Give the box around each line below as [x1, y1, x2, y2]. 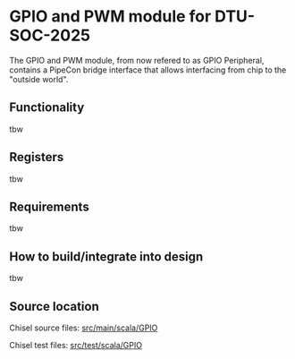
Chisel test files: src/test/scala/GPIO [9, 340, 143, 350]
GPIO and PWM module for [9, 6, 212, 27]
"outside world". [9, 73, 69, 84]
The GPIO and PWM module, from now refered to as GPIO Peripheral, [9, 55, 265, 65]
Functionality [9, 100, 85, 115]
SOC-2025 [9, 25, 91, 46]
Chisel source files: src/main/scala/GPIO [9, 322, 158, 333]
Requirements [9, 199, 89, 214]
